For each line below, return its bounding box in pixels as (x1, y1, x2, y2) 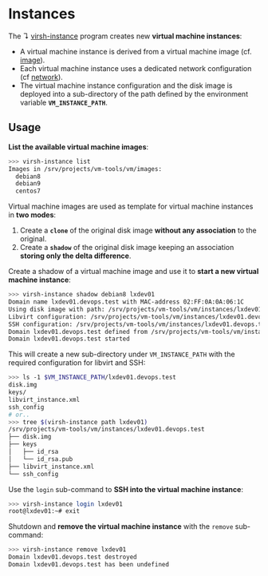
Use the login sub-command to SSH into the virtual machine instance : (8, 484, 243, 494)
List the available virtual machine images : (8, 141, 149, 152)
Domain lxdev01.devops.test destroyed (8, 553, 137, 562)
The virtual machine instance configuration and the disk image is (19, 81, 233, 90)
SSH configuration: (8, 320, 73, 328)
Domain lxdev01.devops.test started (8, 335, 130, 344)
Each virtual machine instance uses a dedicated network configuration (19, 63, 252, 73)
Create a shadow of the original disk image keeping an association (19, 243, 235, 252)
